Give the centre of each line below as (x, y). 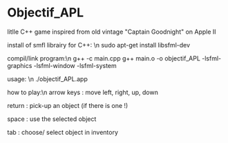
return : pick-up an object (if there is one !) (68, 105)
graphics (20, 65)
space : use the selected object (52, 119)
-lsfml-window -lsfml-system (75, 65)
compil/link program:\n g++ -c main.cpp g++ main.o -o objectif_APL (104, 58)
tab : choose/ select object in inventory (63, 132)
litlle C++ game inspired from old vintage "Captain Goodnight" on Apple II (112, 32)
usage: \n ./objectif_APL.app (47, 79)
